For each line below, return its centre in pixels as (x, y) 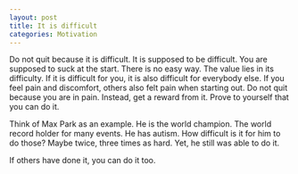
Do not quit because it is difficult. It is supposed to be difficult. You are (138, 60)
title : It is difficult (54, 26)
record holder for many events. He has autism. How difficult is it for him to (145, 134)
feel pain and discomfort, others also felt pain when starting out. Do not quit (149, 88)
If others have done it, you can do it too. (83, 161)
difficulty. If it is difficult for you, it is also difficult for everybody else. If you (147, 79)
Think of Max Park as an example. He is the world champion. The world (141, 124)
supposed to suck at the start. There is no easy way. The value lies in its (142, 69)
